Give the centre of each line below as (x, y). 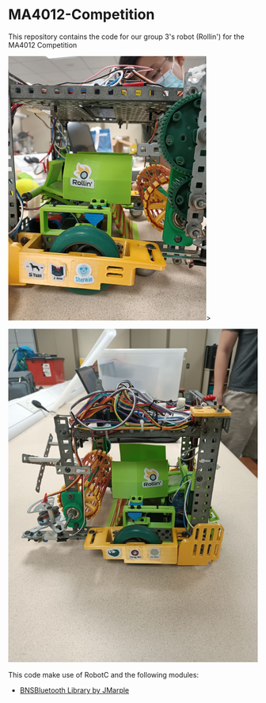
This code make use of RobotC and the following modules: (104, 675)
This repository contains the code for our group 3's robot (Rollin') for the (126, 36)
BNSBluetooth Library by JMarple (74, 690)
